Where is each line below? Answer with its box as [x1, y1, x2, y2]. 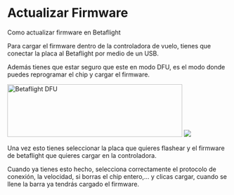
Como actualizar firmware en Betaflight [7, 28, 121, 36]
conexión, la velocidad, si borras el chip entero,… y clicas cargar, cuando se [7, 172, 227, 180]
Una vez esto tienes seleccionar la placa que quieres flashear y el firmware [7, 144, 225, 152]
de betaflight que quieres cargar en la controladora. [7, 151, 157, 159]
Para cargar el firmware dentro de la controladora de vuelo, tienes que [7, 41, 212, 50]
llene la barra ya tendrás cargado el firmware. [7, 180, 139, 188]
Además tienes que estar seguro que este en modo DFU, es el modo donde [7, 62, 226, 71]
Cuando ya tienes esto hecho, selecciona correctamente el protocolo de [7, 165, 216, 173]
